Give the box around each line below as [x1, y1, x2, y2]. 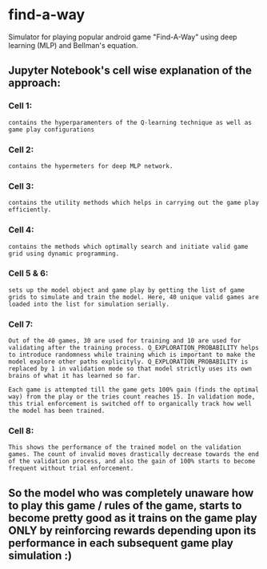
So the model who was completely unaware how [8, 486, 254, 499]
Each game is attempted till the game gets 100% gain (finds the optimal [8, 386, 260, 394]
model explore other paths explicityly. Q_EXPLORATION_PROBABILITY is [8, 358, 249, 366]
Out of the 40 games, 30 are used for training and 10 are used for [8, 337, 241, 345]
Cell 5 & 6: [8, 268, 49, 279]
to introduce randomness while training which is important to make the [8, 351, 256, 359]
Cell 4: [8, 224, 34, 235]
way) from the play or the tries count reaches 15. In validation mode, [8, 393, 256, 401]
